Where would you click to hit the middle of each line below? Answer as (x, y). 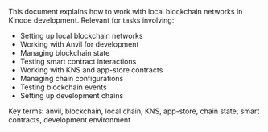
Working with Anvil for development (79, 44)
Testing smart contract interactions (78, 61)
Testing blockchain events (63, 87)
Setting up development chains (72, 95)
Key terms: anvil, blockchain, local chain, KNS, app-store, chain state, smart (134, 111)
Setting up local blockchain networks (81, 36)
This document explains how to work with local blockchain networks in (126, 12)
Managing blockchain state (65, 53)
